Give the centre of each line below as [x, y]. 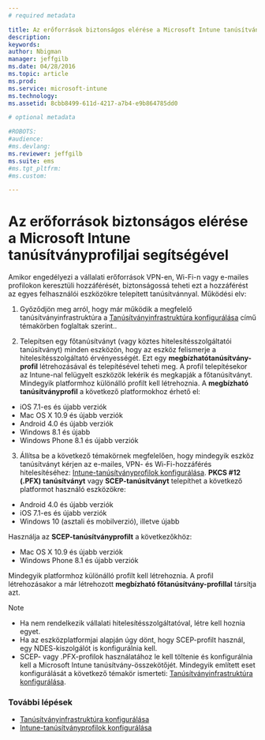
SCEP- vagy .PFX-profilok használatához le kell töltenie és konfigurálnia [136, 657]
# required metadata [42, 15]
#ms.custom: [28, 176]
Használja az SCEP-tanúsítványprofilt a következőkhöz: [100, 537]
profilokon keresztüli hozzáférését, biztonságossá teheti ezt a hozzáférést [128, 286]
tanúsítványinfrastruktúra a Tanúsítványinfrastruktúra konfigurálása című [138, 317]
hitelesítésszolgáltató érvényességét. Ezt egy [93, 358]
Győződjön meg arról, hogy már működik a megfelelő [106, 310]
